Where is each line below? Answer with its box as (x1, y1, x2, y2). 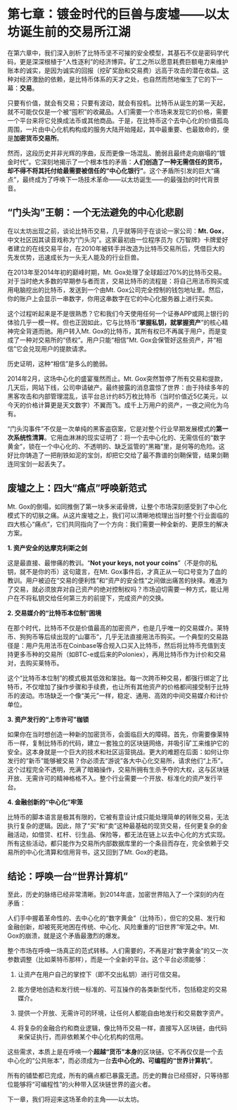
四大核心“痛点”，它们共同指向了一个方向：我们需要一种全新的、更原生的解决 (7, 520, 229, 528)
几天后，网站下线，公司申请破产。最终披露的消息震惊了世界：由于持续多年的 (7, 383, 229, 391)
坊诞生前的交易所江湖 (7, 24, 132, 40)
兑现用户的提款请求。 (28, 344, 91, 352)
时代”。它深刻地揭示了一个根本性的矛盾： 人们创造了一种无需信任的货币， (13, 158, 226, 166)
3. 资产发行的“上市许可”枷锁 (7, 715, 89, 723)
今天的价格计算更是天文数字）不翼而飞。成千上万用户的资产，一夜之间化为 (7, 400, 223, 409)
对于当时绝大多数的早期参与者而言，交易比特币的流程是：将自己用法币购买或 (7, 276, 229, 285)
